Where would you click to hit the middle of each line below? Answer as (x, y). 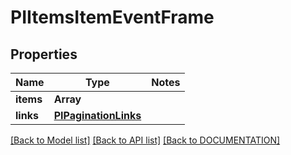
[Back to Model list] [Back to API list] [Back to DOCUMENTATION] (145, 140)
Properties (44, 54)
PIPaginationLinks (97, 115)
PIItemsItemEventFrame (112, 17)
